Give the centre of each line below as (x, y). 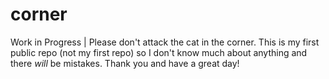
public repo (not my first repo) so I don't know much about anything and (159, 52)
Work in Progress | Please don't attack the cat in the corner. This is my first (165, 42)
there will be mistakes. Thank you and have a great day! (125, 63)
